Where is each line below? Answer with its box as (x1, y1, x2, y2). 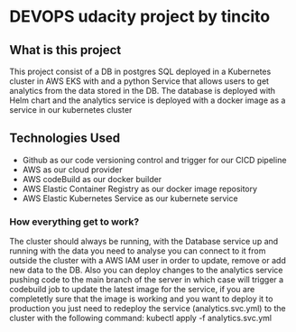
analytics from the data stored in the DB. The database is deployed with (9, 86, 276, 96)
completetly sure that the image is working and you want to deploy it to (9, 293, 273, 304)
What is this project (9, 42, 122, 58)
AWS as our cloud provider (22, 164, 124, 175)
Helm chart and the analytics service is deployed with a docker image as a (9, 95, 286, 106)
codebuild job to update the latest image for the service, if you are (9, 284, 255, 295)
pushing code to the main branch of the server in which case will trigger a (9, 274, 284, 285)
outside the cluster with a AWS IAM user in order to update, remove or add (9, 255, 286, 266)
